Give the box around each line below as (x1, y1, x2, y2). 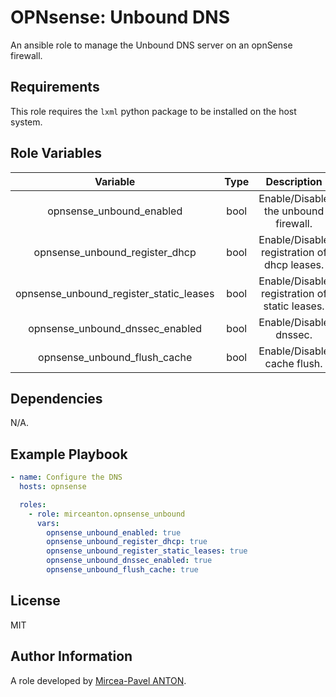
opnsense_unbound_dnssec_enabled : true (46, 556, 213, 566)
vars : (36, 518, 60, 528)
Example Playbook (10, 446, 128, 463)
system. (10, 116, 43, 128)
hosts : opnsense (19, 482, 87, 492)
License (10, 592, 61, 610)
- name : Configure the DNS (10, 472, 123, 483)
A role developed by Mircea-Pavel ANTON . (10, 674, 187, 686)
